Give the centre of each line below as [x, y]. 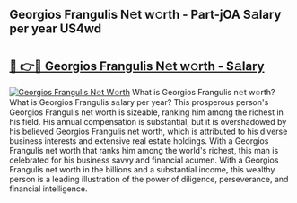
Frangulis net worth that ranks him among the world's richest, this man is [144, 150]
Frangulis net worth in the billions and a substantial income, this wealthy [142, 169]
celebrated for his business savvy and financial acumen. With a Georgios [144, 160]
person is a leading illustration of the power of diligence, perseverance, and [149, 179]
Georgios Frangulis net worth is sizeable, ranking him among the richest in [147, 112]
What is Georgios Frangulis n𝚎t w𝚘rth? [203, 92]
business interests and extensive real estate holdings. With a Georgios [139, 141]
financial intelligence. [48, 189]
